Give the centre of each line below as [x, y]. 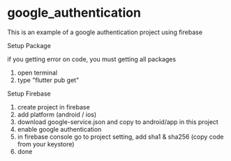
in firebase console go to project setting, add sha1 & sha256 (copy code [120, 137]
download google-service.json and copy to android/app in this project [118, 122]
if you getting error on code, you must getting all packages [92, 59]
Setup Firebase [29, 93]
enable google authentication [59, 129]
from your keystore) [46, 144]
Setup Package [29, 45]
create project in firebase [54, 107]
